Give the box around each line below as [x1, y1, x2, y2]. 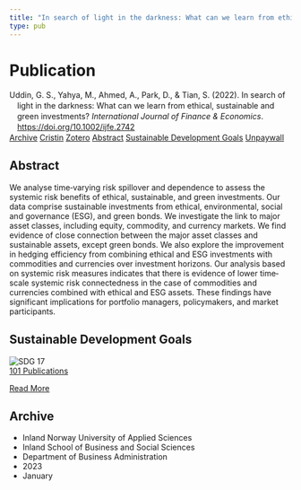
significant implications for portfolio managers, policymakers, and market [9, 296, 279, 307]
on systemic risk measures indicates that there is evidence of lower [9, 267, 258, 278]
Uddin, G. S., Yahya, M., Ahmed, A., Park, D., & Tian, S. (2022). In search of [9, 90, 286, 101]
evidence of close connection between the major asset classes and [9, 230, 258, 241]
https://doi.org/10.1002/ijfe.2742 [17, 122, 135, 133]
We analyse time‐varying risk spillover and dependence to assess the [9, 181, 266, 193]
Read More [9, 382, 50, 393]
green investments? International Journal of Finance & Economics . [17, 111, 264, 122]
